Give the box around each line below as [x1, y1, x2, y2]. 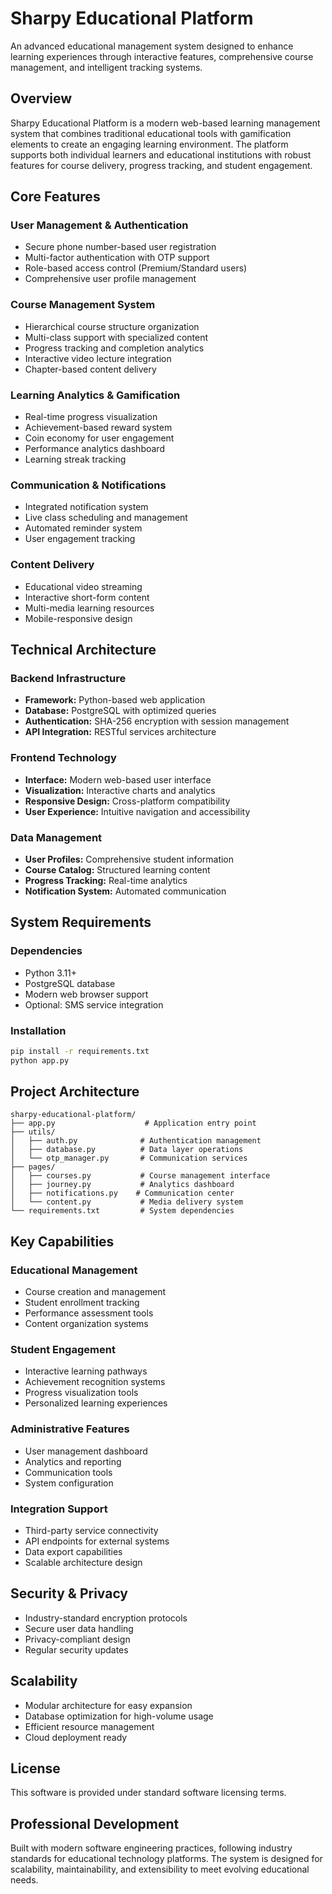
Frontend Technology [10, 751, 117, 765]
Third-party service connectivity [24, 1525, 159, 1537]
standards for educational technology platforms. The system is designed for [10, 1853, 323, 1865]
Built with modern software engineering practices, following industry [10, 1842, 293, 1854]
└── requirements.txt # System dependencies [10, 1206, 235, 1216]
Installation [10, 1023, 67, 1037]
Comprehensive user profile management [24, 273, 197, 285]
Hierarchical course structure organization [24, 320, 200, 332]
